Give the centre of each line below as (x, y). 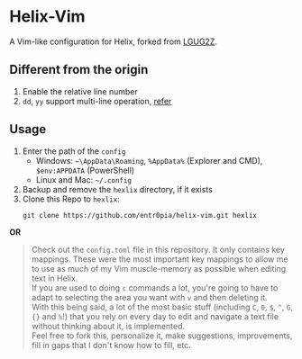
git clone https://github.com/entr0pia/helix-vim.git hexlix (140, 215)
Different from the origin (79, 70)
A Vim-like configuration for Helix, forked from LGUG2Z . (114, 41)
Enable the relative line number (80, 91)
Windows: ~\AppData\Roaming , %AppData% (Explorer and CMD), (149, 160)
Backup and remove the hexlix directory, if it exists (118, 189)
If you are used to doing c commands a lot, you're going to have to (155, 287)
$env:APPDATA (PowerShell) (85, 170)
